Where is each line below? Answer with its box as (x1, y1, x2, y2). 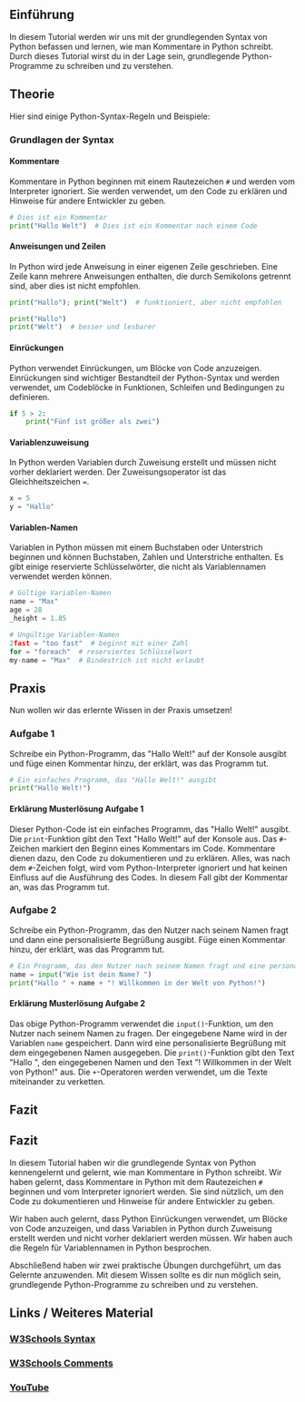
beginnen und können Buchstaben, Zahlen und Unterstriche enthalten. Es (9, 552, 284, 563)
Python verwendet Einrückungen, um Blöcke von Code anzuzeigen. (9, 362, 262, 373)
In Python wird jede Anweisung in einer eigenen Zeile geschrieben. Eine (9, 260, 279, 271)
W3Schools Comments (9, 1357, 113, 1369)
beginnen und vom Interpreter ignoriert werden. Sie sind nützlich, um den (9, 1186, 284, 1197)
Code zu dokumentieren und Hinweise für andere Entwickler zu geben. (9, 1195, 275, 1206)
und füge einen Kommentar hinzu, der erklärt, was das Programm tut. (9, 758, 270, 769)
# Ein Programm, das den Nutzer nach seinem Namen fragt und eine (9, 961, 266, 970)
